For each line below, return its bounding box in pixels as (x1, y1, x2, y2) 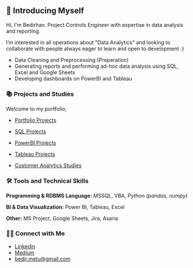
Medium (14, 249, 35, 256)
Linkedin (14, 243, 36, 250)
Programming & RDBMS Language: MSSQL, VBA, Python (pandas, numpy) (6, 192, 188, 199)
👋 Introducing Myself (6, 6, 84, 16)
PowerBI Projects (14, 140, 57, 147)
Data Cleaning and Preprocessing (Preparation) (14, 56, 129, 63)
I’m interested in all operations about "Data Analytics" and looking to (6, 39, 171, 46)
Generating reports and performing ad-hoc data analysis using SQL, (14, 62, 179, 69)
